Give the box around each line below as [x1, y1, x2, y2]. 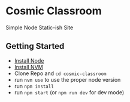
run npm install [14, 82, 55, 89]
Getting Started [5, 41, 65, 51]
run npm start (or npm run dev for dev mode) [14, 88, 125, 96]
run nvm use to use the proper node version [14, 76, 121, 83]
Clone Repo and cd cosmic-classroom [14, 70, 107, 77]
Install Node [14, 57, 44, 64]
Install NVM [14, 63, 43, 70]
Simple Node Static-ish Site [5, 24, 74, 31]
